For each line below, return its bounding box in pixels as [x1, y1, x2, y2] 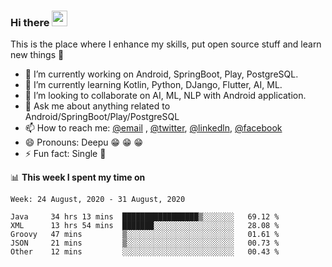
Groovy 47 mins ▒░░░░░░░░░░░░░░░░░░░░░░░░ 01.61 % [10, 230, 280, 240]
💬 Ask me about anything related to [24, 100, 171, 112]
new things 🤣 [10, 49, 65, 61]
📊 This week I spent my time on [10, 171, 146, 184]
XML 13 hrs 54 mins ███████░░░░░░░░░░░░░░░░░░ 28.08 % [10, 221, 280, 231]
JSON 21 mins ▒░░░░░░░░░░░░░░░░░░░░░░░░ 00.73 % [10, 238, 280, 249]
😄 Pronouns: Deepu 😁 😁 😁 [24, 136, 144, 149]
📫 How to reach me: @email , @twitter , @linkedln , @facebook [24, 122, 283, 134]
